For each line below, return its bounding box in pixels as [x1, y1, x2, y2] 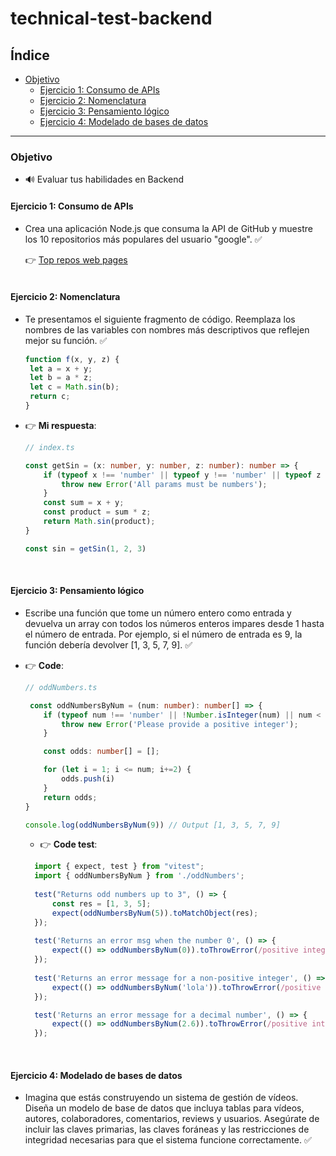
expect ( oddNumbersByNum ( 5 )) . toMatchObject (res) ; [51, 908, 259, 918]
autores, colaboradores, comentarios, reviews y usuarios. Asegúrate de [24, 1113, 320, 1125]
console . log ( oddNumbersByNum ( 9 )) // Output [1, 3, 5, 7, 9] [24, 820, 281, 830]
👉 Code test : [39, 838, 98, 851]
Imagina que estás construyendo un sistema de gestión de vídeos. [24, 1092, 299, 1104]
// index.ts [24, 442, 75, 452]
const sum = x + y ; [43, 498, 125, 508]
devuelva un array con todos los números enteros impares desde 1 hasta [24, 617, 325, 629]
